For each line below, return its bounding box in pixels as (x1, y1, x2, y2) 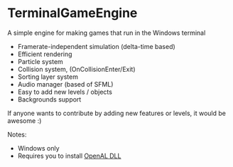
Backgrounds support (17, 95, 82, 104)
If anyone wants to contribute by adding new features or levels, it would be (7, 109, 226, 117)
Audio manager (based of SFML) (17, 80, 114, 88)
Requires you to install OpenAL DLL (17, 151, 121, 160)
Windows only (17, 144, 60, 152)
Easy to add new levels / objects (17, 87, 112, 96)
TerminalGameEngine (7, 5, 138, 21)
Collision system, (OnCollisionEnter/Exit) (17, 65, 136, 73)
